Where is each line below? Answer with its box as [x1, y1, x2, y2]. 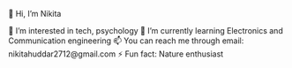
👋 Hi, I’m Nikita [8, 9, 62, 19]
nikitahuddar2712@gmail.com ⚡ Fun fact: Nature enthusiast [8, 49, 224, 59]
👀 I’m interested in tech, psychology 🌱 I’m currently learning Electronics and [8, 26, 283, 35]
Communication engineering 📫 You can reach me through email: [8, 35, 244, 46]
